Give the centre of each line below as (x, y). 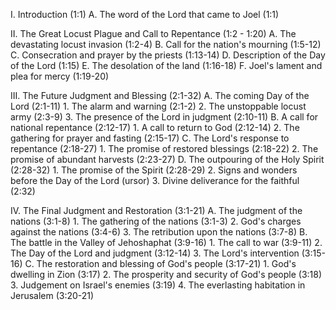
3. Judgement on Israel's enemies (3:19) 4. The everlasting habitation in (158, 285)
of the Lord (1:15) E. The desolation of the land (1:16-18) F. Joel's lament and (166, 65)
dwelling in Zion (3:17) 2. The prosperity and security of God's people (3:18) (166, 274)
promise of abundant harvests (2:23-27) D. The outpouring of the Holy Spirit (167, 159)
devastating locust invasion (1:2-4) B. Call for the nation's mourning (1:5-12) (166, 44)
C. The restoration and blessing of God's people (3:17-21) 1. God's (160, 263)
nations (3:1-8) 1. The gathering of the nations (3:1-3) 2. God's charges (156, 221)
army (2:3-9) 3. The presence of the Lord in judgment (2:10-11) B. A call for (164, 117)
